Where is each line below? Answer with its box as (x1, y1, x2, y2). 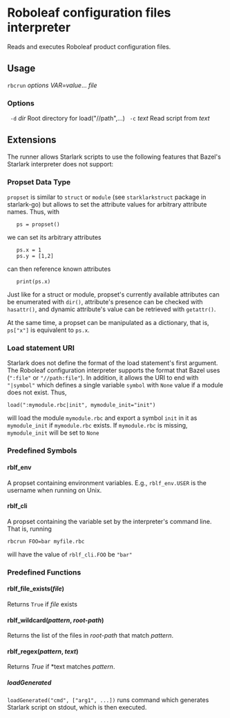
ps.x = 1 (16, 247, 41, 254)
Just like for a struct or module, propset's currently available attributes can (7, 290, 220, 299)
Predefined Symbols (7, 446, 77, 455)
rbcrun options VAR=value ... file (7, 81, 98, 89)
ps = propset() (16, 221, 60, 228)
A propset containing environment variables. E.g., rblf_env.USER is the (7, 478, 207, 487)
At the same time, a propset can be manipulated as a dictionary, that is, (7, 319, 209, 327)
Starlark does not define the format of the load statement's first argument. (7, 359, 218, 367)
